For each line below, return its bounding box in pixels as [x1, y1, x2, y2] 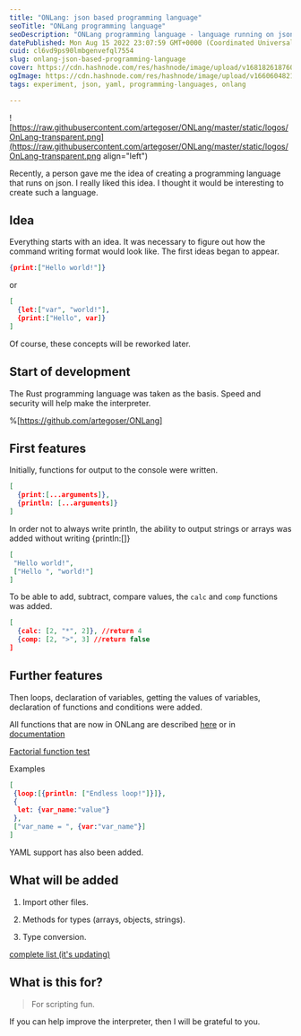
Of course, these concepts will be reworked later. [9, 338, 191, 349]
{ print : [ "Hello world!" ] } [9, 264, 106, 273]
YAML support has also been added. [9, 847, 144, 858]
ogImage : [9, 72, 42, 81]
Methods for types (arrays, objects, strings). [21, 914, 186, 925]
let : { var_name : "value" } [17, 805, 110, 814]
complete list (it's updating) [9, 948, 110, 960]
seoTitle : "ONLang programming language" [9, 22, 167, 30]
